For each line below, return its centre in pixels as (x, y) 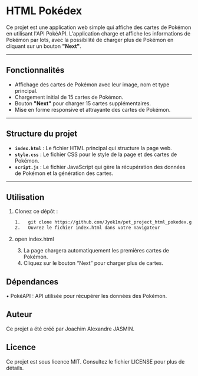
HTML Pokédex (44, 11)
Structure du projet (42, 134)
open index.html (34, 239)
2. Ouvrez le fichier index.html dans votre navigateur (87, 228)
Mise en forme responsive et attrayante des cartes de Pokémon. (93, 109)
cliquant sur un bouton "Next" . (44, 46)
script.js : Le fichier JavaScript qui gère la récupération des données (100, 167)
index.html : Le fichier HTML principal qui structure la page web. (93, 148)
